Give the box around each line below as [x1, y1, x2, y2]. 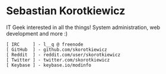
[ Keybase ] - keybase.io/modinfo [6, 62, 92, 68]
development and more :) [6, 30, 68, 37]
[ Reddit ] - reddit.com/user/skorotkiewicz [6, 52, 120, 57]
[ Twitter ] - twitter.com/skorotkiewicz [6, 57, 110, 63]
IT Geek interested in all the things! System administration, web [6, 24, 161, 31]
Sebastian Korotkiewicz [6, 4, 126, 18]
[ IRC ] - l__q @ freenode [6, 41, 84, 47]
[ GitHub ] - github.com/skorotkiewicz [6, 46, 108, 53]
